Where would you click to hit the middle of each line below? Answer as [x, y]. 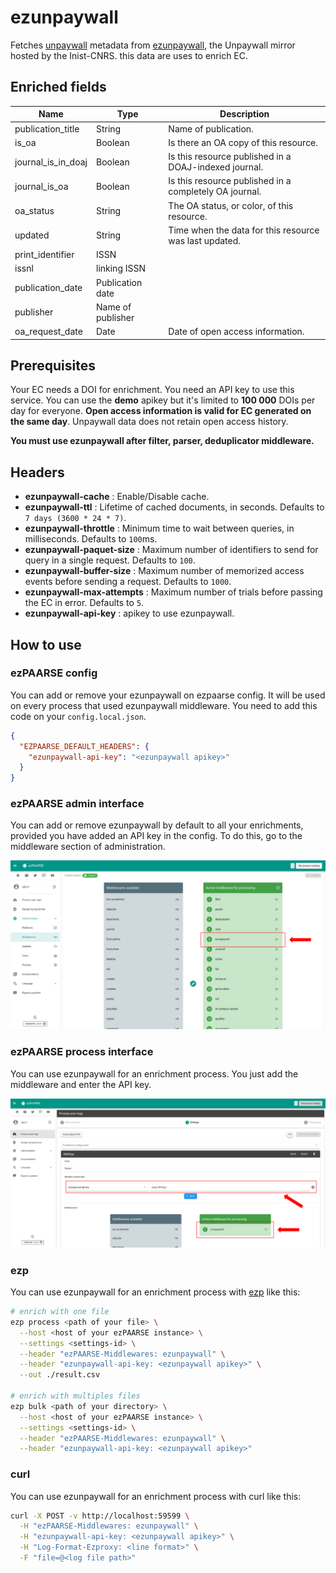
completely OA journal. [215, 192]
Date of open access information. [236, 331]
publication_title [47, 128]
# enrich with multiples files [75, 1396]
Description [244, 114]
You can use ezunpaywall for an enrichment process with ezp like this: [155, 1292]
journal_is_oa [41, 186]
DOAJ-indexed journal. [216, 167]
